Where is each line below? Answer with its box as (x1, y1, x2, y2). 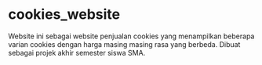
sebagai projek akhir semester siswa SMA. (8, 48, 146, 57)
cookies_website (8, 5, 121, 23)
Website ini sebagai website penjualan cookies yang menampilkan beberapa (8, 31, 255, 41)
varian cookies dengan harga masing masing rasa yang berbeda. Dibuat (8, 39, 241, 49)
